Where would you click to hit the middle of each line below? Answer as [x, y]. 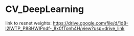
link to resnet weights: [29, 23]
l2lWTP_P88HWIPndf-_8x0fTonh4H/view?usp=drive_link [65, 28]
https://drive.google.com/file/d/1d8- [91, 23]
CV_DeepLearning [45, 9]
